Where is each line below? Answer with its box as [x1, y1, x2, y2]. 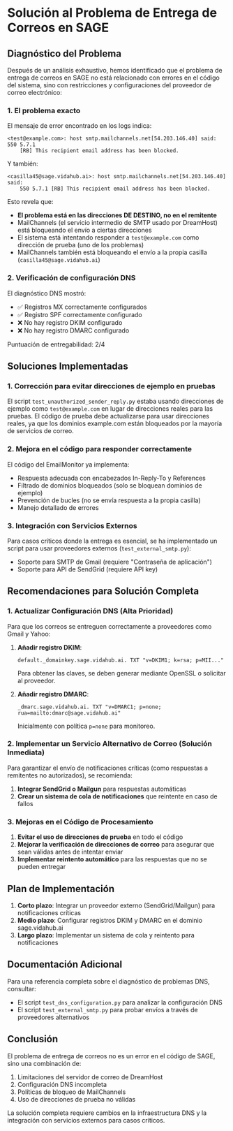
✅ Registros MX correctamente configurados [17, 302, 147, 311]
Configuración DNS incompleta [17, 1080, 107, 1088]
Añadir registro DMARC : [17, 689, 89, 698]
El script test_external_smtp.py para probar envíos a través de [17, 1005, 198, 1014]
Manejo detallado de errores [17, 503, 99, 511]
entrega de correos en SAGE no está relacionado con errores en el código [7, 73, 220, 82]
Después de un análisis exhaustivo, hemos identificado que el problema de [7, 66, 223, 74]
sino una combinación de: [7, 1059, 82, 1067]
